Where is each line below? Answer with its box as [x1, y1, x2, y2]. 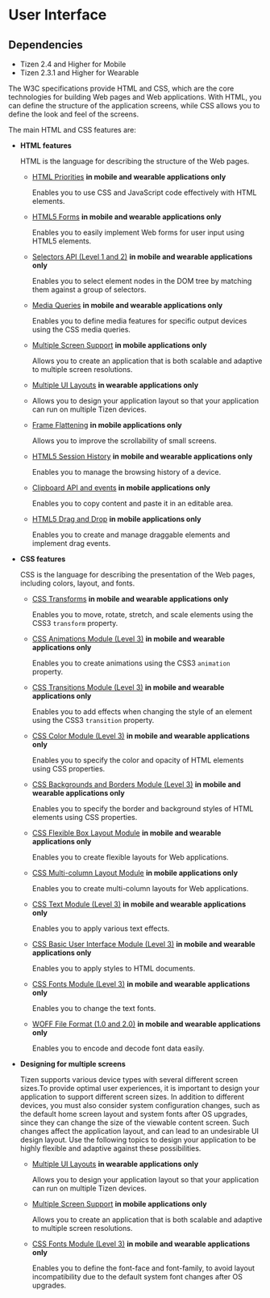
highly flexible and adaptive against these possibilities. [19, 1144, 201, 1153]
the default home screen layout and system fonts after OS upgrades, [19, 1110, 248, 1118]
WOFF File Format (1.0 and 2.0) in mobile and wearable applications [31, 1019, 261, 1029]
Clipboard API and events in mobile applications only [31, 483, 211, 493]
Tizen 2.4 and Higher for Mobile [19, 59, 127, 69]
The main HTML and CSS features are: [8, 125, 137, 134]
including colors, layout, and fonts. [19, 578, 135, 588]
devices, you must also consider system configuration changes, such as [19, 1101, 260, 1110]
